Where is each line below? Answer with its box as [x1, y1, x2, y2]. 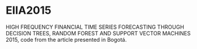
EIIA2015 [5, 4, 52, 17]
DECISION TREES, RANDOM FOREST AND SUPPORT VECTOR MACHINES [5, 29, 191, 36]
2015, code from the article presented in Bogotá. [5, 36, 127, 43]
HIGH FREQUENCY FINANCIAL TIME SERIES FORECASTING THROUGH [5, 23, 185, 30]
